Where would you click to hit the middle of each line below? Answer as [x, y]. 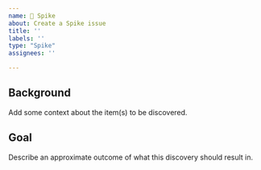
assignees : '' [32, 53]
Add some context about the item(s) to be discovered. [98, 112]
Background [39, 93]
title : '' [25, 31]
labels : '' [27, 38]
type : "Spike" [32, 46]
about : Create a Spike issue [57, 23]
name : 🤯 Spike [32, 16]
